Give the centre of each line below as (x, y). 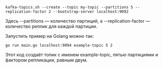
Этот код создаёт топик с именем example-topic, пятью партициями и (82, 55)
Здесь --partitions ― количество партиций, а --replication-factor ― (78, 21)
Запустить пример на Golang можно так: (50, 36)
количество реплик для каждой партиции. (51, 26)
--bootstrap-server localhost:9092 (91, 12)
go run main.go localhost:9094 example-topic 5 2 (59, 45)
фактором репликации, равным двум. (47, 60)
